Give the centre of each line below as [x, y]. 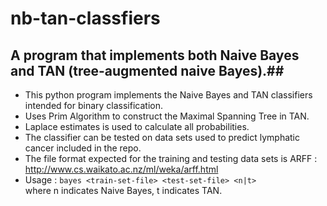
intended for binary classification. [94, 105]
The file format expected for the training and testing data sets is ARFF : [171, 158]
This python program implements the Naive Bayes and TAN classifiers [168, 95]
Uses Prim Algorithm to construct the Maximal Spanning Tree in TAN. [167, 116]
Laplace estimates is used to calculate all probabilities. [137, 126]
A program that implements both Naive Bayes [155, 55]
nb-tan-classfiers [85, 18]
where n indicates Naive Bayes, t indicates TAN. [123, 190]
